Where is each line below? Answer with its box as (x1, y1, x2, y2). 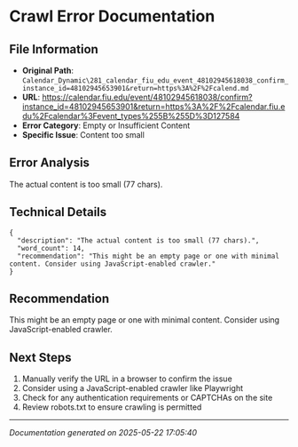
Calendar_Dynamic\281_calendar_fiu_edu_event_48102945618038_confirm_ (21, 76, 289, 85)
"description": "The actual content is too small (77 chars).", (17, 235, 260, 245)
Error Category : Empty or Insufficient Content (21, 120, 191, 131)
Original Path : (21, 65, 74, 76)
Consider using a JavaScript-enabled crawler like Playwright (21, 383, 244, 394)
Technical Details (9, 204, 107, 220)
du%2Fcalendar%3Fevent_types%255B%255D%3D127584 (21, 111, 240, 121)
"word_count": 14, (17, 243, 86, 252)
